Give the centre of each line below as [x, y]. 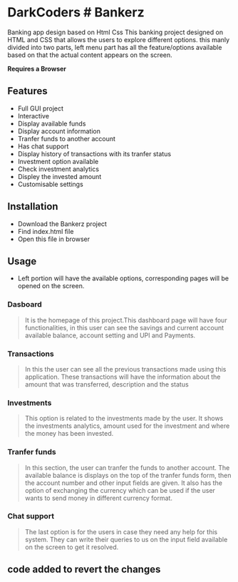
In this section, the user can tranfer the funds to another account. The [127, 467]
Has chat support [43, 146]
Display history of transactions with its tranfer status [94, 153]
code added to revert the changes [84, 570]
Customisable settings [50, 184]
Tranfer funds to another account [67, 138]
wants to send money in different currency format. [99, 498]
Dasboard [25, 305]
